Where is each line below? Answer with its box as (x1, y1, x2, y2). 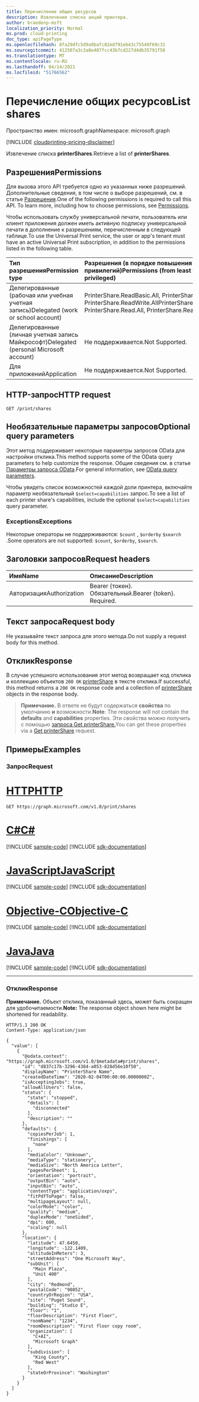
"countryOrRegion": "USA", (27, 1292, 94, 1298)
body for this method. (6, 639, 59, 646)
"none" (32, 1141, 49, 1148)
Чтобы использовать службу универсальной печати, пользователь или (6, 214, 188, 220)
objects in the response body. (6, 690, 79, 697)
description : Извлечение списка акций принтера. (6, 14, 129, 20)
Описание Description (89, 572, 153, 580)
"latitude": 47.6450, (27, 1240, 81, 1246)
